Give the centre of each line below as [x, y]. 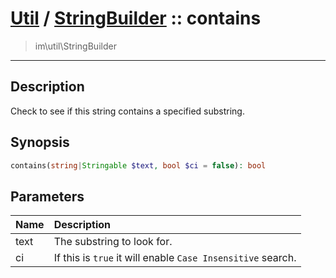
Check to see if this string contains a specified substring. [127, 111]
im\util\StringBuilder [75, 46]
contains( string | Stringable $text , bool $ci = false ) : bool [138, 165]
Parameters [47, 196]
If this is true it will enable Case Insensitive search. [175, 258]
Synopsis [40, 142]
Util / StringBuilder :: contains [136, 18]
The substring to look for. [113, 242]
